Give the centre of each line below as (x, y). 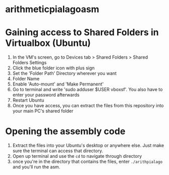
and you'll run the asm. (36, 167)
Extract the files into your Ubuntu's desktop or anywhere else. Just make (88, 146)
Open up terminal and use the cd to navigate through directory (77, 156)
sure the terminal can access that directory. (58, 151)
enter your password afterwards (46, 95)
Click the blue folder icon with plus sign (53, 68)
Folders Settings (30, 63)
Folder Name (26, 79)
